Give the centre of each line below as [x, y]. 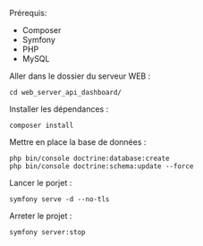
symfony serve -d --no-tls [59, 199]
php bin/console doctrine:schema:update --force [101, 166]
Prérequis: [28, 13]
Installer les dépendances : [59, 109]
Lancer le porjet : [41, 183]
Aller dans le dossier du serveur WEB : [80, 76]
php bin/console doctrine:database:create [89, 158]
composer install [42, 125]
